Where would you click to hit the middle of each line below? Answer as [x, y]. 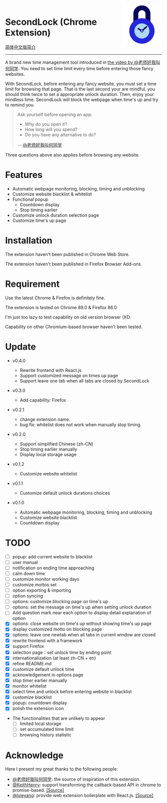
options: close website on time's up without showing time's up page [82, 624]
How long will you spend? [51, 129]
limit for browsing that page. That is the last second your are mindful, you [80, 89]
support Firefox [28, 646]
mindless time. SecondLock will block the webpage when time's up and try [82, 99]
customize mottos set [35, 584]
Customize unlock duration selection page [56, 215]
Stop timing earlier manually [48, 449]
